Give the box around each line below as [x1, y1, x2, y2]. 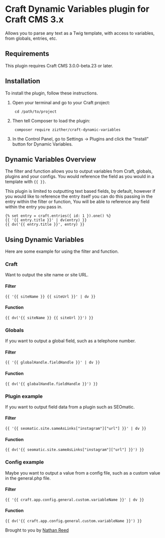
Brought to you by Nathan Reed [5, 527, 69, 533]
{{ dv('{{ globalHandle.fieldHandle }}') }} [5, 381, 98, 387]
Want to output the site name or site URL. [5, 272, 89, 278]
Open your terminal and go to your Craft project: [12, 99, 110, 105]
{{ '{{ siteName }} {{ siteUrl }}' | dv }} [5, 294, 96, 299]
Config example [5, 459, 44, 466]
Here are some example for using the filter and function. [5, 248, 119, 254]
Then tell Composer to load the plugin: [12, 118, 90, 123]
